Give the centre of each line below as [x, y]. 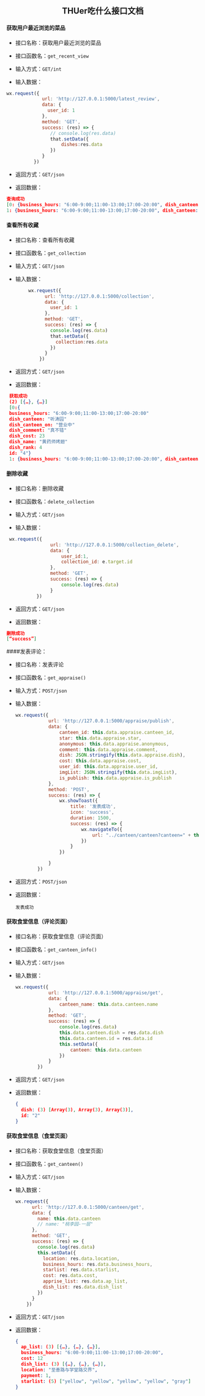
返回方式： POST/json [41, 881]
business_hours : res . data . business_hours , [98, 1264]
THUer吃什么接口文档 [103, 11]
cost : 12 [32, 1359]
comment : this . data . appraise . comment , [109, 750]
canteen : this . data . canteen [106, 1050]
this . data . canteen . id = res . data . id [106, 1038]
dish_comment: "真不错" [38, 430]
